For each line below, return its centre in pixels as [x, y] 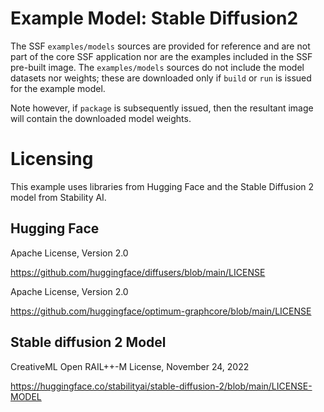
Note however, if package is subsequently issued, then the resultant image [162, 108]
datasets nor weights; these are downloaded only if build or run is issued [161, 78]
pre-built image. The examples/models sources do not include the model [157, 67]
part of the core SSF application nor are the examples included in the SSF [161, 56]
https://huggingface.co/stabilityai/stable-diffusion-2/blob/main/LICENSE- [161, 386]
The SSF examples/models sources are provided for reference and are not [160, 46]
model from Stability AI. [58, 197]
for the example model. [58, 88]
